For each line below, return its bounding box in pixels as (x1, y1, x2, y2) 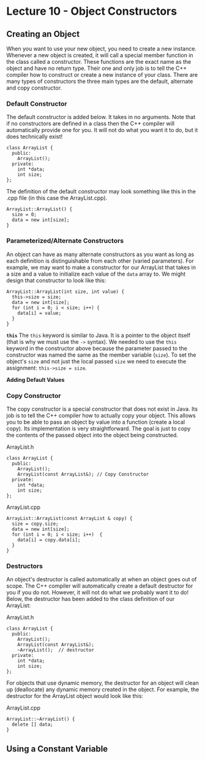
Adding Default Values (6, 376, 65, 383)
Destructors (6, 562, 43, 570)
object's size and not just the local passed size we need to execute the (6, 357, 187, 365)
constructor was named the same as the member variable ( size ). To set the (6, 351, 196, 359)
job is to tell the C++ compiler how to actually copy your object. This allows (6, 411, 196, 419)
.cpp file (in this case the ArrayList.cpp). (6, 195, 108, 202)
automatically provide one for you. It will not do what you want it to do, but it (6, 126, 198, 134)
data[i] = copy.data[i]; (17, 537, 81, 543)
